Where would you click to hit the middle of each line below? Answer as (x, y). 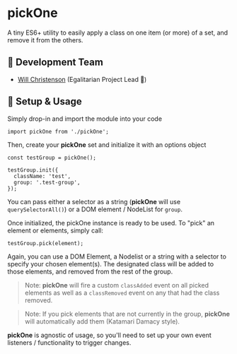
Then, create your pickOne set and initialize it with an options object (107, 144)
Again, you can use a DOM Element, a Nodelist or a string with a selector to (117, 256)
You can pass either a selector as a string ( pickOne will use (94, 201)
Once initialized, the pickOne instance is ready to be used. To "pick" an (111, 223)
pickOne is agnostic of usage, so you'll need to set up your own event (110, 335)
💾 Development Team (56, 63)
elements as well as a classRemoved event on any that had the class (122, 293)
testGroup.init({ (33, 170)
